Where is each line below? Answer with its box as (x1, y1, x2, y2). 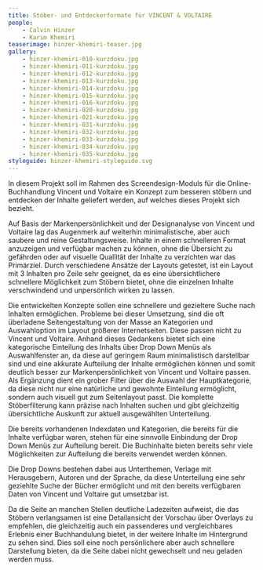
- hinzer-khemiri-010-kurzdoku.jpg (22, 56, 139, 64)
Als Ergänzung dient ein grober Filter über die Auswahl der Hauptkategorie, (8, 376, 252, 385)
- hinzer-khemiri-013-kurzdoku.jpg (22, 77, 139, 85)
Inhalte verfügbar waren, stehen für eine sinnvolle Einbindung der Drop (8, 433, 238, 442)
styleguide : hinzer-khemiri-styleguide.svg (8, 158, 153, 165)
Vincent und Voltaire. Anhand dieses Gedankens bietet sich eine (8, 334, 216, 343)
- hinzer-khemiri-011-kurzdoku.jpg (22, 63, 139, 71)
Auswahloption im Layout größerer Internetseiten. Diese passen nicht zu (8, 326, 242, 336)
